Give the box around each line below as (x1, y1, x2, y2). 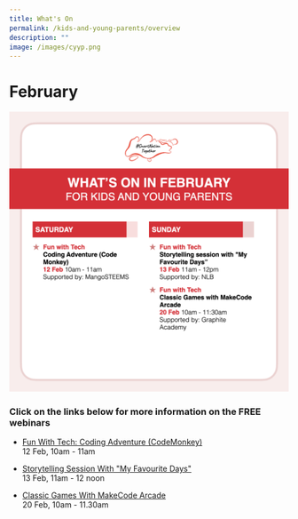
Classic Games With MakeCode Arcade (21, 490, 167, 501)
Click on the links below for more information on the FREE (9, 405, 262, 418)
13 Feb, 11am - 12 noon (21, 473, 105, 483)
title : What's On (9, 14, 74, 23)
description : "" (9, 33, 69, 42)
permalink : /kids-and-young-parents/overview (9, 23, 180, 33)
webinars (9, 417, 51, 429)
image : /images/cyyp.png (9, 43, 101, 52)
